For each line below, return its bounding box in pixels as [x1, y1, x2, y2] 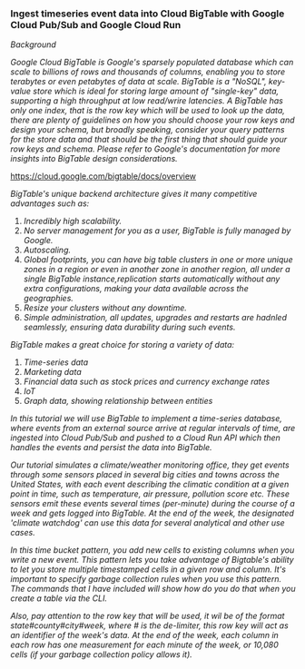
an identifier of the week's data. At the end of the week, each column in [10, 630, 280, 641]
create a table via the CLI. [10, 593, 108, 604]
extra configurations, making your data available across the [23, 283, 249, 294]
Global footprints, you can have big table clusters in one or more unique [23, 254, 293, 265]
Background [10, 39, 57, 50]
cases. [10, 527, 35, 538]
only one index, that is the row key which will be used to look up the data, [10, 105, 285, 116]
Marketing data [23, 367, 82, 378]
